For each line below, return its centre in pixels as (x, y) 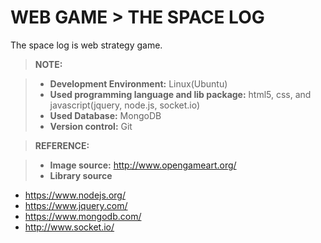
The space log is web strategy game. (86, 45)
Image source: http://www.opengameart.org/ (143, 165)
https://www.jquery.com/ (76, 205)
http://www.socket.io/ (69, 227)
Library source (81, 175)
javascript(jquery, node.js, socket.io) (125, 105)
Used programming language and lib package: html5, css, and (180, 94)
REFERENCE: (62, 145)
